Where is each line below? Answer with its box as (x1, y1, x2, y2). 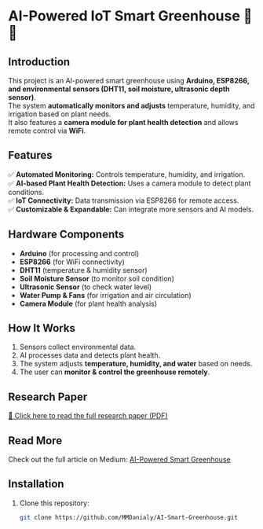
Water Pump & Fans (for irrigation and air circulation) (19, 290, 192, 299)
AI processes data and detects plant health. (19, 351, 161, 360)
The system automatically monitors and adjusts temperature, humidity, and (8, 101, 255, 110)
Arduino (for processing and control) (19, 248, 140, 258)
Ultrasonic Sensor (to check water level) (19, 282, 152, 292)
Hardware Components (8, 228, 125, 241)
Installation (8, 477, 64, 490)
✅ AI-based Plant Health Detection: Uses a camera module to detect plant (8, 178, 251, 188)
